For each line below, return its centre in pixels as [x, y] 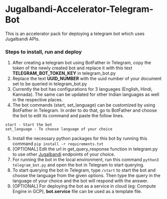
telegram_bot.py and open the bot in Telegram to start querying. [78, 165]
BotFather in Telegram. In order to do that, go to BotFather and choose [84, 110]
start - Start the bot [29, 125]
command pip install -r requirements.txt [58, 144]
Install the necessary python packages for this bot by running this [80, 139]
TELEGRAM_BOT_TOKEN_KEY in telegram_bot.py [64, 73]
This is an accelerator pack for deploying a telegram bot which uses [75, 33]
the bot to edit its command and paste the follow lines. [68, 116]
